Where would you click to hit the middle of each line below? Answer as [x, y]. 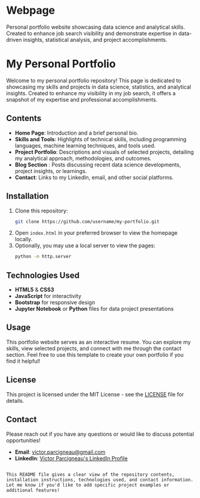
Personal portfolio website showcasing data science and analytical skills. [96, 27]
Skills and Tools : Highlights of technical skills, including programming [101, 139]
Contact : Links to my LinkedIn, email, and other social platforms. [94, 177]
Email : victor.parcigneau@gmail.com [60, 452]
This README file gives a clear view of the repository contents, [90, 474]
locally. [24, 239]
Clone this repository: [41, 211]
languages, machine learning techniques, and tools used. [85, 145]
